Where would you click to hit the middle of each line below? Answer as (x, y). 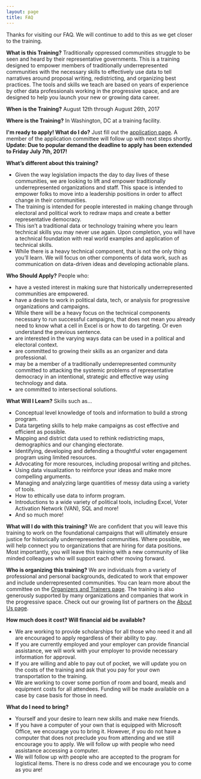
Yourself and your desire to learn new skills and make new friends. (97, 718)
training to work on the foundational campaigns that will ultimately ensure (97, 533)
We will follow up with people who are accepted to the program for (97, 757)
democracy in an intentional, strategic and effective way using (92, 377)
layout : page (22, 12)
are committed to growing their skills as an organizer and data (91, 351)
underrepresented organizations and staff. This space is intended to (99, 187)
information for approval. (46, 657)
